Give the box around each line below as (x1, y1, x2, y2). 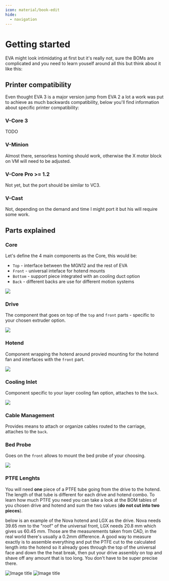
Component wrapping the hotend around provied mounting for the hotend (5, 351, 159, 357)
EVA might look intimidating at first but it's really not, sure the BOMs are (5, 55, 154, 61)
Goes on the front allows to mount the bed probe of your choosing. (5, 452, 146, 459)
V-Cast (5, 195, 23, 202)
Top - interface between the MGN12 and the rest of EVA (12, 263, 128, 268)
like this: (5, 66, 23, 72)
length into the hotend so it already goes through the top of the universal (5, 544, 156, 550)
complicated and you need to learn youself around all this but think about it (5, 61, 161, 67)
